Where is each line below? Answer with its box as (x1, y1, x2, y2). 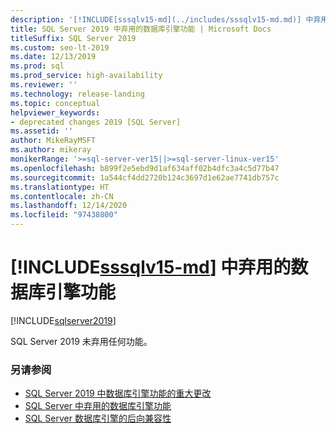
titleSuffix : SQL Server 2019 (10, 33, 137, 43)
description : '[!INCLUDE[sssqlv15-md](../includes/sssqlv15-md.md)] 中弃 (10, 14, 322, 25)
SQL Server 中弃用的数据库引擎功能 (24, 400, 172, 412)
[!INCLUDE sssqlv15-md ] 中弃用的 (10, 256, 292, 279)
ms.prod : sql (10, 61, 65, 71)
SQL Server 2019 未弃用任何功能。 (10, 335, 153, 347)
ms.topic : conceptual (10, 98, 101, 108)
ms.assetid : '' (10, 126, 74, 136)
